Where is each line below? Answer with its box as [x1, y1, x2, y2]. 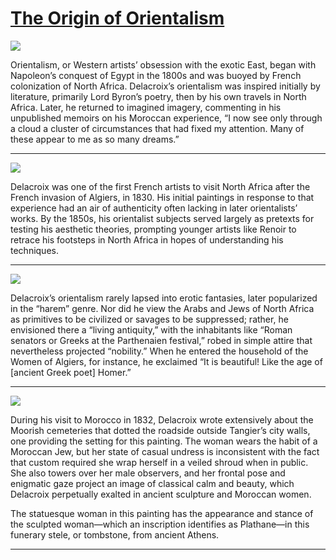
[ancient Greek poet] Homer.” [10, 366, 132, 378]
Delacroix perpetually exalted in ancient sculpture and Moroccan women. [10, 488, 312, 500]
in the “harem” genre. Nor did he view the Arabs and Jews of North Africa [10, 302, 315, 314]
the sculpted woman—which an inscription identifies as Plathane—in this [10, 518, 310, 530]
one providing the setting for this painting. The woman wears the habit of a [10, 435, 318, 447]
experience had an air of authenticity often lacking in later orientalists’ [10, 202, 298, 214]
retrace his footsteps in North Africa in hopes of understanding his [10, 233, 284, 246]
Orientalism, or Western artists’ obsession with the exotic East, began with [10, 58, 317, 71]
